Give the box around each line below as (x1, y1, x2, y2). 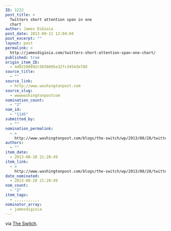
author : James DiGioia (5, 27, 53, 32)
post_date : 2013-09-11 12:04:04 (5, 31, 74, 36)
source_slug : (5, 88, 33, 93)
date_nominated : (5, 173, 40, 178)
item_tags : (5, 192, 28, 197)
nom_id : (5, 107, 22, 112)
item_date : (5, 150, 28, 155)
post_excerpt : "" (5, 36, 42, 41)
